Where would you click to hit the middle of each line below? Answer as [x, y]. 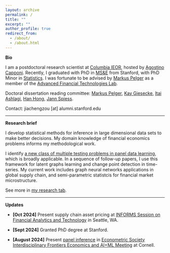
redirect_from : [21, 33]
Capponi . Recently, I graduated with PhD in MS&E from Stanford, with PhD [82, 73]
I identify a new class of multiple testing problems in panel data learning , [81, 153]
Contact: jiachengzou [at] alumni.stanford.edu [53, 108]
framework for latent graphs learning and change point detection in [75, 164]
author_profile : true [28, 29]
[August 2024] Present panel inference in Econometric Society [79, 239]
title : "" [16, 19]
